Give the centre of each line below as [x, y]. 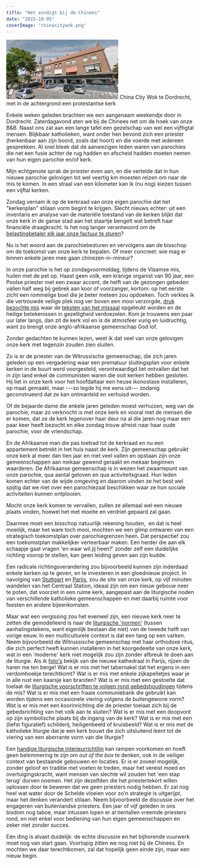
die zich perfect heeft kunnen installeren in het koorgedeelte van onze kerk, [99, 648]
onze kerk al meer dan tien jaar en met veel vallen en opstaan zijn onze [93, 456]
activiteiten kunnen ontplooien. [44, 494]
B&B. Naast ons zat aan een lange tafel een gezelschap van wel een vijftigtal [100, 128]
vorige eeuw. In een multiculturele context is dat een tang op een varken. [96, 636]
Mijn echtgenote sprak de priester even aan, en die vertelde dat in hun [93, 171]
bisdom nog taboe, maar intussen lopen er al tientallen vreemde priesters [96, 812]
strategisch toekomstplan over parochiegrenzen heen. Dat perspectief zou [98, 536]
